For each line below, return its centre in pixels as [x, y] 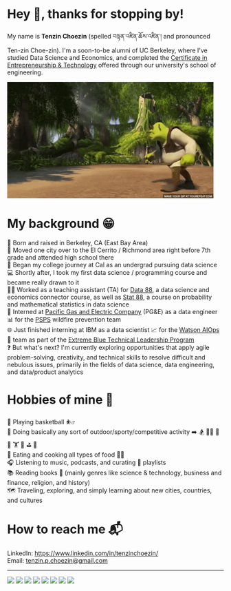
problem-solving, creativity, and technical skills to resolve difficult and [106, 357]
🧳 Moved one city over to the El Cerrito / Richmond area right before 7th [109, 250]
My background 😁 [61, 224]
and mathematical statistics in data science [68, 304]
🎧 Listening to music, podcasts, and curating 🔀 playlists [87, 462]
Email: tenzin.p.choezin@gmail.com [57, 560]
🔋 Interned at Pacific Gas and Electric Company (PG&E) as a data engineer [112, 311]
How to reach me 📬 [65, 529]
